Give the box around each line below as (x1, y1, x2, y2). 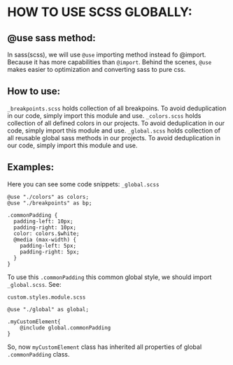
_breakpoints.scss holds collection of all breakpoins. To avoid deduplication (7, 104, 227, 112)
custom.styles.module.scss (7, 294, 86, 301)
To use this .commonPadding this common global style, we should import (7, 273, 212, 281)
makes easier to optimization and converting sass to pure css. (7, 66, 186, 73)
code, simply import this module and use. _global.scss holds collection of (7, 126, 220, 135)
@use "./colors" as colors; (7, 193, 90, 200)
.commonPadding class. (7, 350, 70, 358)
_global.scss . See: (7, 280, 62, 288)
